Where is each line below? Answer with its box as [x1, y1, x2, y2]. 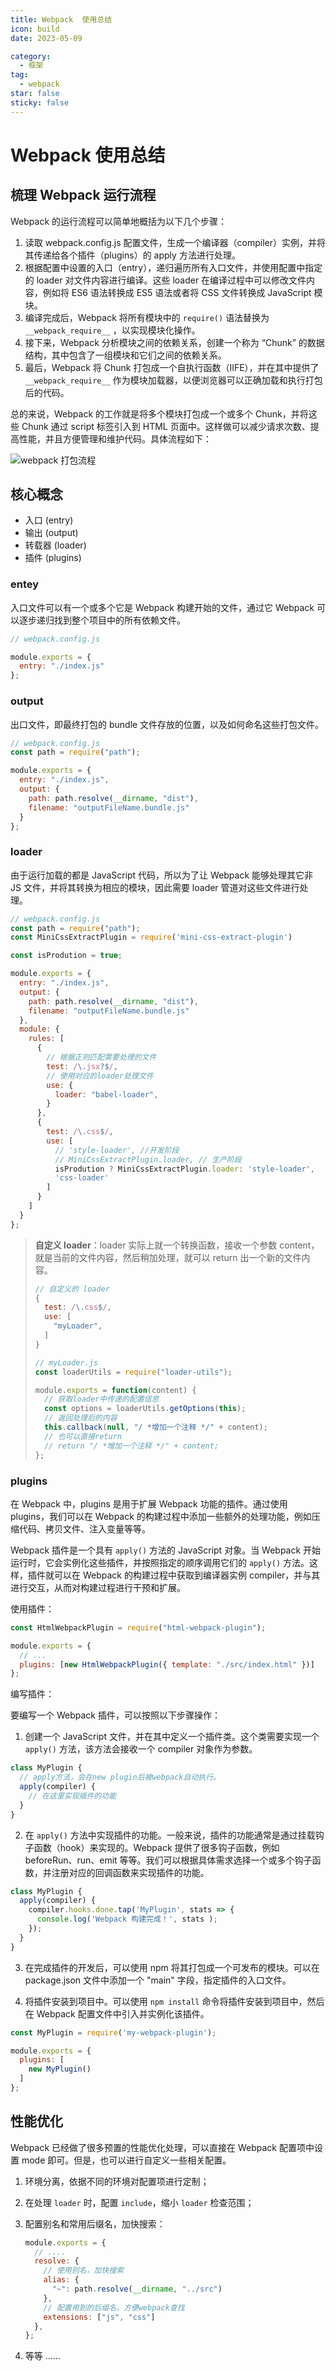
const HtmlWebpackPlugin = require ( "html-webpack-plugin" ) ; [10, 1622, 267, 1633]
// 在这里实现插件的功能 [28, 1791, 117, 1801]
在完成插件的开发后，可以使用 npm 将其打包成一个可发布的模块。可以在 [24, 1961, 320, 1973]
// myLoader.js [34, 1357, 99, 1368]
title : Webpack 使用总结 [10, 14, 113, 25]
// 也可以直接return [44, 1431, 123, 1441]
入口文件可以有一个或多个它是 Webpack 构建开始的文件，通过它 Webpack [10, 601, 315, 613]
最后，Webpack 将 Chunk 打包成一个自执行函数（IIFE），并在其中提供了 [24, 361, 320, 373]
